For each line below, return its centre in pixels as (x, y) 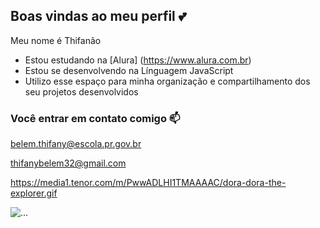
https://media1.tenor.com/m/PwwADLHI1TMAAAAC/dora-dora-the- (148, 183)
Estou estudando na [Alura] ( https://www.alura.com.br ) (138, 60)
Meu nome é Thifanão (56, 40)
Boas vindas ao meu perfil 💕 (98, 16)
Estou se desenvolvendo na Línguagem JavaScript (129, 70)
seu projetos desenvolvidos (81, 91)
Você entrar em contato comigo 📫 (95, 118)
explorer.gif (34, 193)
